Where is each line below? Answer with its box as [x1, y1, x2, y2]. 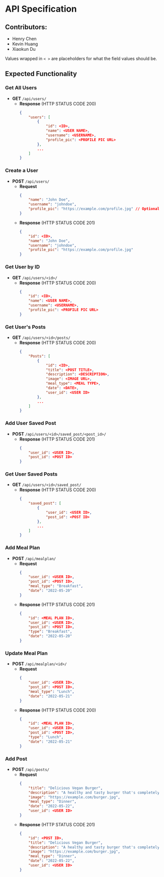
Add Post [5, 755, 27, 762]
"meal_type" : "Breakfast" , [28, 584, 83, 589]
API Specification [5, 3, 77, 15]
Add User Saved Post [5, 420, 56, 427]
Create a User [5, 167, 39, 174]
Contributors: [5, 23, 47, 31]
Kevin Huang [12, 41, 38, 47]
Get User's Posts [5, 323, 46, 330]
